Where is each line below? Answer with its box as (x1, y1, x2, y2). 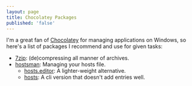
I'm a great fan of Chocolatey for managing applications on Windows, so (6, 37, 187, 44)
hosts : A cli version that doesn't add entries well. (24, 73, 146, 81)
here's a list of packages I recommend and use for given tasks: (6, 43, 163, 50)
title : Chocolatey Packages (6, 14, 77, 20)
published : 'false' (6, 20, 56, 26)
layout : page (6, 8, 39, 15)
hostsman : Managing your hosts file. (14, 61, 106, 68)
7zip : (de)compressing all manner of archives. (14, 55, 130, 62)
